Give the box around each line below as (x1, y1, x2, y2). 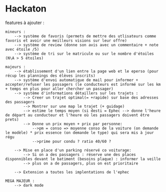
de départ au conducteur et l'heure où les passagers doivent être (5, 112, 150, 118)
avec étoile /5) (5, 47, 39, 52)
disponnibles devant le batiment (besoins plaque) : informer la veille (5, 156, 161, 161)
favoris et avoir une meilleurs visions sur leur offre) (5, 38, 127, 43)
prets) (5, 117, 19, 122)
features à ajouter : (5, 20, 44, 26)
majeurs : (5, 64, 26, 69)
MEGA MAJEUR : (5, 178, 35, 183)
